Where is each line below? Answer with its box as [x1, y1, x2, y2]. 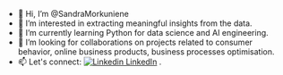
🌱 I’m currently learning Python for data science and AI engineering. [17, 28, 269, 37]
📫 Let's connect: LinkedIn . [17, 56, 162, 67]
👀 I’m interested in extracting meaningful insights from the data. [17, 18, 253, 29]
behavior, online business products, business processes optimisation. [17, 46, 275, 57]
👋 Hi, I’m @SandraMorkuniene [17, 9, 130, 19]
